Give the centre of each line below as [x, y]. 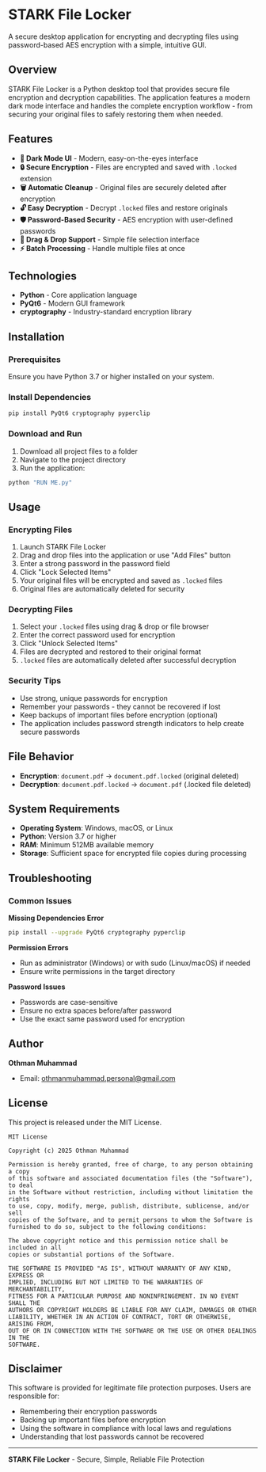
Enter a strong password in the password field [95, 564]
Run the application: [52, 468]
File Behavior [41, 757]
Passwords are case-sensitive [69, 1002]
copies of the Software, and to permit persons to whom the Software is [131, 1220]
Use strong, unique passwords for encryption [94, 698]
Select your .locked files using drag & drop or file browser [114, 626]
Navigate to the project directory [73, 459]
